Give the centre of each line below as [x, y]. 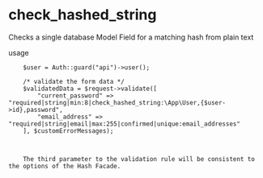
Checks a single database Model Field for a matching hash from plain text [131, 37]
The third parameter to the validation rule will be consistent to [139, 159]
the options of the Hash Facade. [65, 166]
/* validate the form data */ [74, 81]
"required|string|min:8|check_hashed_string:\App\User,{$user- [117, 102]
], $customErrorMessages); [68, 130]
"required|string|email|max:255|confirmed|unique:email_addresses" [125, 124]
